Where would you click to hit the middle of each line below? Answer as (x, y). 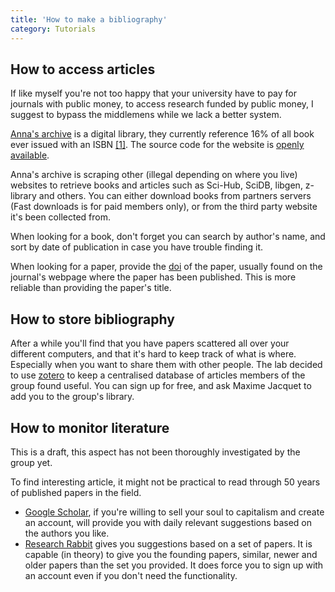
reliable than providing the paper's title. (91, 288)
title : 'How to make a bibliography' (89, 19)
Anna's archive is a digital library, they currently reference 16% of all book (162, 134)
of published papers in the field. (76, 492)
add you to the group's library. (72, 397)
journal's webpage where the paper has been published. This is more (153, 277)
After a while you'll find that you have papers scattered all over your (150, 343)
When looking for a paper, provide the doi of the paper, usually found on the (166, 267)
